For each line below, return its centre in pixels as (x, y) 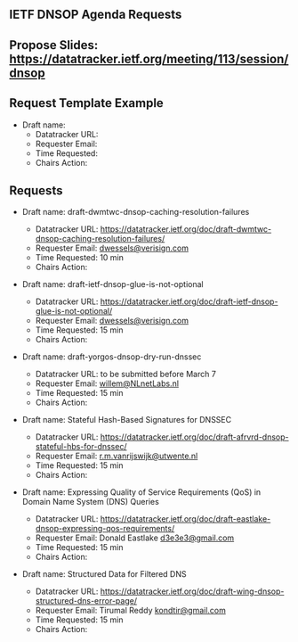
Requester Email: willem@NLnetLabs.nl (107, 383)
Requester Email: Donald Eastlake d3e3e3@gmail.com (135, 538)
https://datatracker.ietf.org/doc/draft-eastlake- (185, 519)
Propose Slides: (54, 45)
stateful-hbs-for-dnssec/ (81, 447)
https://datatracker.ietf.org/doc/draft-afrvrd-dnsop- (194, 437)
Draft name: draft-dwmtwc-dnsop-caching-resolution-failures (136, 212)
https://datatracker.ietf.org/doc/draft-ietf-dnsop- (189, 301)
